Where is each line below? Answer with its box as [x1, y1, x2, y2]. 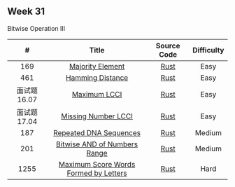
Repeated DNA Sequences [53, 127, 141, 137]
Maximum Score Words [58, 159, 136, 169]
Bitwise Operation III [7, 24, 66, 32]
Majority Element [69, 61, 125, 71]
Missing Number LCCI [61, 111, 133, 121]
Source [155, 41, 180, 50]
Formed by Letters [66, 168, 127, 178]
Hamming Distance [65, 73, 129, 83]
